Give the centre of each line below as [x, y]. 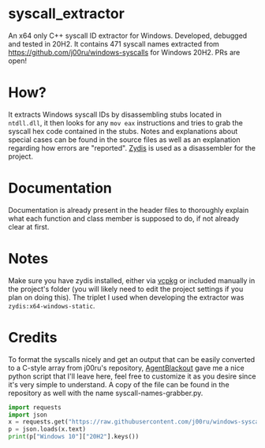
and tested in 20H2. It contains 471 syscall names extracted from [114, 43]
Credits [33, 337]
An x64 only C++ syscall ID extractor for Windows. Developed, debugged [128, 35]
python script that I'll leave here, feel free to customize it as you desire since [132, 376]
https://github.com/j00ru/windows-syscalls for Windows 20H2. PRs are [124, 52]
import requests [35, 407]
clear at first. [29, 226]
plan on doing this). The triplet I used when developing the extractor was [126, 297]
